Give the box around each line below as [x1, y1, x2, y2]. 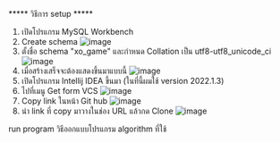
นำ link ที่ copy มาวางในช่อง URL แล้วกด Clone [21, 105, 174, 116]
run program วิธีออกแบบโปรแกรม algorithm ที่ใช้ [8, 123, 167, 134]
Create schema [21, 37, 78, 46]
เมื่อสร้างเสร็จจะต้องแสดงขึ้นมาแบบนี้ [21, 65, 127, 76]
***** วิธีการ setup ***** [8, 9, 94, 19]
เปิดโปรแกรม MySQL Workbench [21, 27, 134, 37]
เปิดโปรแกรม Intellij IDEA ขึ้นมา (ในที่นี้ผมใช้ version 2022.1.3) [21, 76, 225, 86]
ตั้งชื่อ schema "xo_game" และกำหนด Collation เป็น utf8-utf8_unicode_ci [21, 46, 272, 56]
